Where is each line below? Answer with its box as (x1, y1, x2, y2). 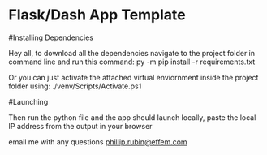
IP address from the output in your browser (8, 121, 153, 131)
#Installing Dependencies (8, 32, 93, 42)
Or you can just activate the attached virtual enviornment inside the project (8, 72, 259, 82)
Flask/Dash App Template (8, 6, 187, 24)
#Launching (8, 97, 49, 106)
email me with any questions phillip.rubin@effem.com (8, 136, 188, 147)
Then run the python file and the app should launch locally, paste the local (8, 112, 256, 123)
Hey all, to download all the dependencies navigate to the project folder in (8, 48, 256, 58)
